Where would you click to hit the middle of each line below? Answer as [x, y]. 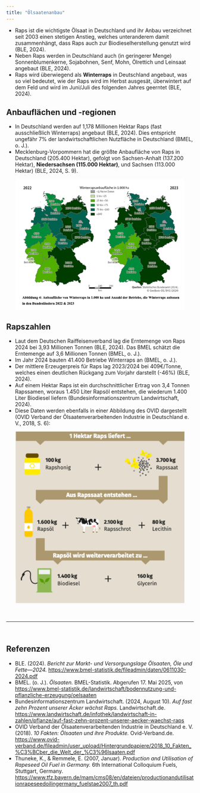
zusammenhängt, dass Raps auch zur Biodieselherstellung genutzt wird [103, 43]
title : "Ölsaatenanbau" [36, 13]
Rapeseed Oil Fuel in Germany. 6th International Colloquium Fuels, [96, 764]
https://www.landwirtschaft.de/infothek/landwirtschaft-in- [86, 714]
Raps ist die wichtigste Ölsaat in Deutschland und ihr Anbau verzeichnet [103, 30]
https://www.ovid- [37, 739]
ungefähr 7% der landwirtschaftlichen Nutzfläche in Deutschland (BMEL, [104, 139]
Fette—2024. [31, 670]
